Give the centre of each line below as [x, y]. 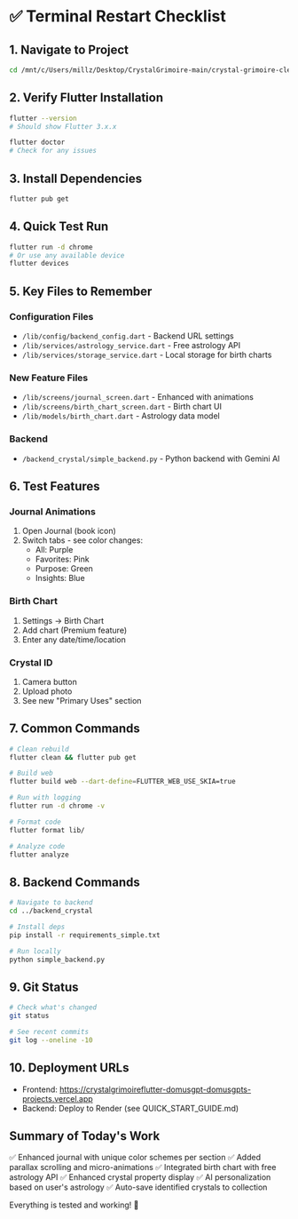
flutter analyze [39, 855]
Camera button [49, 681]
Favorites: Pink [63, 559]
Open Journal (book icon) [69, 531]
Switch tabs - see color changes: [82, 540]
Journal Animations [52, 511]
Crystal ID [31, 662]
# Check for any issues [53, 151]
